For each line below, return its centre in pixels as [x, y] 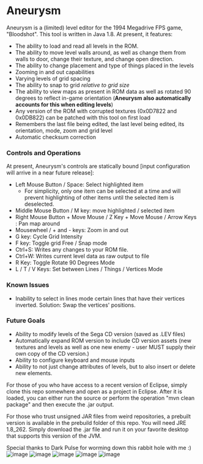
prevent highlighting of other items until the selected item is [99, 198]
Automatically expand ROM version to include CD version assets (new [103, 340]
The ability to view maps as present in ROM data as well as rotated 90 [103, 91]
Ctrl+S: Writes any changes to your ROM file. [72, 250]
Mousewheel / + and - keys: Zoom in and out [72, 230]
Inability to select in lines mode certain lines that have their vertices [100, 298]
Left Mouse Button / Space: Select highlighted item [79, 185]
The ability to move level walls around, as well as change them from [101, 52]
